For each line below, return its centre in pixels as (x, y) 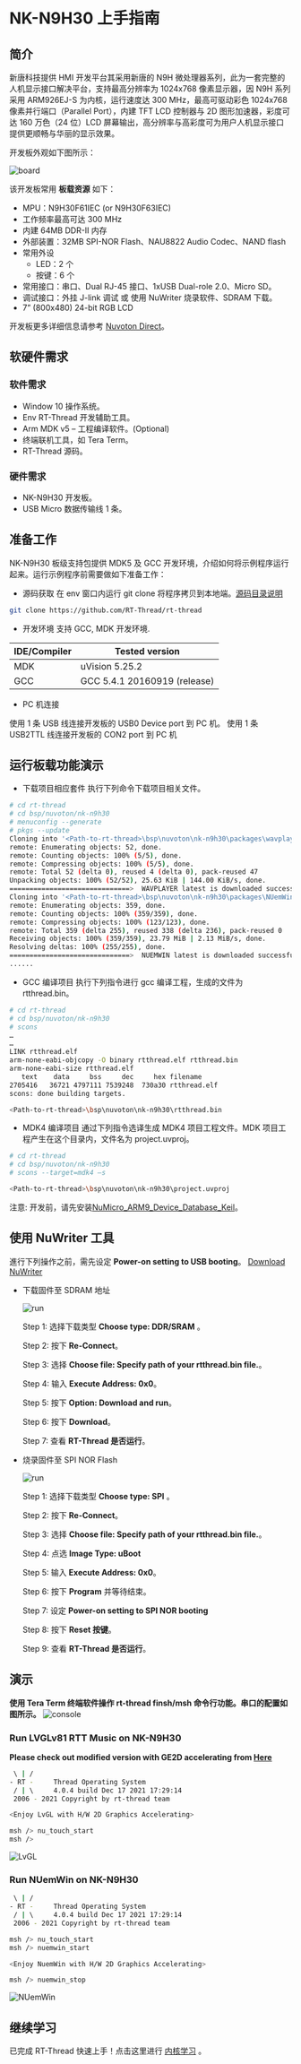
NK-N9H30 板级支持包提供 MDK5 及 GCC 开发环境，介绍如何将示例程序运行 (149, 563)
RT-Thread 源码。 (55, 451)
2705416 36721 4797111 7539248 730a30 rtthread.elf (114, 1085)
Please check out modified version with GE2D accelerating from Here (141, 1757)
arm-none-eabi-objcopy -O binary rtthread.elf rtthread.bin (124, 1060)
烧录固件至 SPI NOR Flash (70, 1459)
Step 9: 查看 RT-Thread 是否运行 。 (86, 1648)
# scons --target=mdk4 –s (57, 1173)
